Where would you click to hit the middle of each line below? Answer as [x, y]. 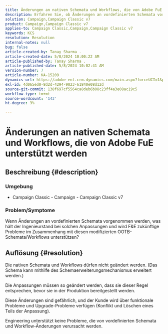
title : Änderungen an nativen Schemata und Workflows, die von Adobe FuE [84, 10]
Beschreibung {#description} [52, 172]
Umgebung [19, 186]
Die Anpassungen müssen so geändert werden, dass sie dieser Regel [77, 285]
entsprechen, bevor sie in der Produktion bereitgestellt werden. [70, 291]
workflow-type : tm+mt [28, 94]
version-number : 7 [24, 71]
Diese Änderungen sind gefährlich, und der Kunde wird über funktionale [79, 300]
